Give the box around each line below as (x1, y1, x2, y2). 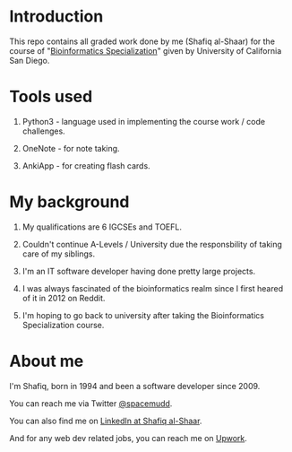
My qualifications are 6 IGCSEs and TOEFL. (21, 222, 182, 232)
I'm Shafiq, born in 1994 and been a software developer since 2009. (9, 380, 261, 391)
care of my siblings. (21, 248, 96, 259)
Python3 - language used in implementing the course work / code (21, 116, 266, 126)
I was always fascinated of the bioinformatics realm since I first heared (21, 282, 284, 293)
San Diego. (9, 55, 50, 65)
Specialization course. (21, 319, 105, 330)
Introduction (9, 6, 104, 27)
